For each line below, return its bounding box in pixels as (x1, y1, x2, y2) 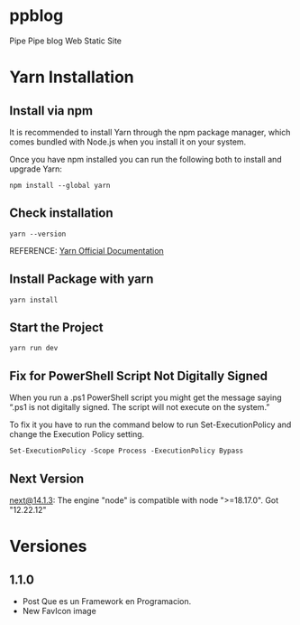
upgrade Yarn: (9, 163, 63, 174)
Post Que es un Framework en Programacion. (22, 596, 192, 606)
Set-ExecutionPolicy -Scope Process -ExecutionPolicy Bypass (9, 446, 244, 456)
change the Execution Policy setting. (9, 429, 145, 440)
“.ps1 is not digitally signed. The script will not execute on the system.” (9, 402, 270, 413)
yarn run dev (9, 344, 59, 353)
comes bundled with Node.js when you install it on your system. (9, 136, 247, 147)
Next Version (9, 471, 85, 486)
